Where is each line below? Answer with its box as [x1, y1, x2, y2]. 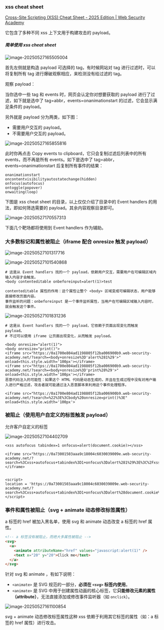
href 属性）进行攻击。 [14, 620, 59, 626]
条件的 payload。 [9, 104, 44, 110]
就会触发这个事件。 [5, 304, 38, 309]
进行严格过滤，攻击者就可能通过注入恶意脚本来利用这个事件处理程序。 [8, 382, 129, 387]
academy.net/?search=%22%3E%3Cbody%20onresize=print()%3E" [5, 395, 128, 400]
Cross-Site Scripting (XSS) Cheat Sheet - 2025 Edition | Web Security [5, 15, 145, 21]
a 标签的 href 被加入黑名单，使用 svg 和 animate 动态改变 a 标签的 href [5, 518, 147, 524]
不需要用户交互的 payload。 [12, 131, 68, 136]
